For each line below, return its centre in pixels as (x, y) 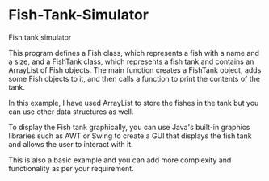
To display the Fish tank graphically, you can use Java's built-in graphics (129, 127)
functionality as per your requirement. (71, 168)
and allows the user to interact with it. (71, 144)
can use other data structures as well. (71, 112)
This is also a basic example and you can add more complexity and (120, 160)
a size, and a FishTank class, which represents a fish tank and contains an (131, 61)
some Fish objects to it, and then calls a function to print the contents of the (134, 78)
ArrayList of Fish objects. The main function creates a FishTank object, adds (135, 69)
